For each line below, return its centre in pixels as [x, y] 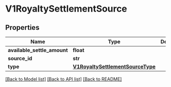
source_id [20, 58]
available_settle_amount [38, 50]
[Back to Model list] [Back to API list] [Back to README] [64, 79]
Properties [22, 28]
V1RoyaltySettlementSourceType [115, 67]
